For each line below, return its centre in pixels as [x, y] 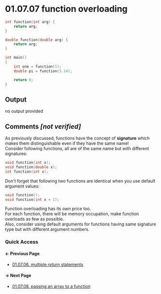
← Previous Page [22, 253]
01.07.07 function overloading [66, 9]
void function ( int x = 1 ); [32, 199]
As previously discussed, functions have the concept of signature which [77, 138]
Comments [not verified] [43, 127]
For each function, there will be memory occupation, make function [72, 214]
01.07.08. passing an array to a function [51, 286]
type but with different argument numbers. [47, 229]
